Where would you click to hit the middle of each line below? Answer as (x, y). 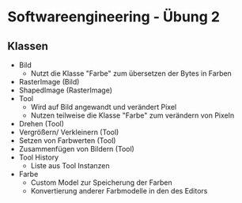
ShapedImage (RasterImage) (65, 90)
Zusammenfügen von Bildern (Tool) (77, 149)
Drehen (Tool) (42, 124)
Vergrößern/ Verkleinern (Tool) (69, 132)
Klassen (28, 46)
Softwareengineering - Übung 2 (114, 17)
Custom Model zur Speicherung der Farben (101, 182)
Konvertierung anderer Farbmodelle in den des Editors (119, 191)
